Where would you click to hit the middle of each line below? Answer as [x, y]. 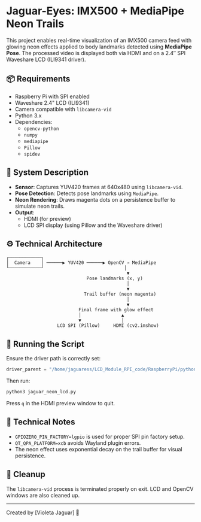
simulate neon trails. [39, 206]
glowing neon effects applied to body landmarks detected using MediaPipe [99, 47]
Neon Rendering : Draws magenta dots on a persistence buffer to [95, 199]
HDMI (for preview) [48, 218]
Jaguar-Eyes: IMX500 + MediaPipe [95, 11]
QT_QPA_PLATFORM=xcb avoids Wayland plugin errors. [78, 443]
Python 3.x [28, 116]
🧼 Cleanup [26, 474]
